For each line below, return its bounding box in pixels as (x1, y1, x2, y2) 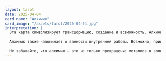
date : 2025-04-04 (5, 12, 41, 17)
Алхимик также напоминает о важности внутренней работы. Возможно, (9, 39, 152, 44)
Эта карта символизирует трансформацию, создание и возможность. (9, 30, 147, 35)
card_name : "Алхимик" (5, 16, 50, 21)
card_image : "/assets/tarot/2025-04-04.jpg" (5, 21, 98, 26)
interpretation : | (5, 26, 43, 30)
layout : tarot (5, 7, 35, 12)
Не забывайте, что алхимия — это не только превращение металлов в (9, 48, 152, 53)
